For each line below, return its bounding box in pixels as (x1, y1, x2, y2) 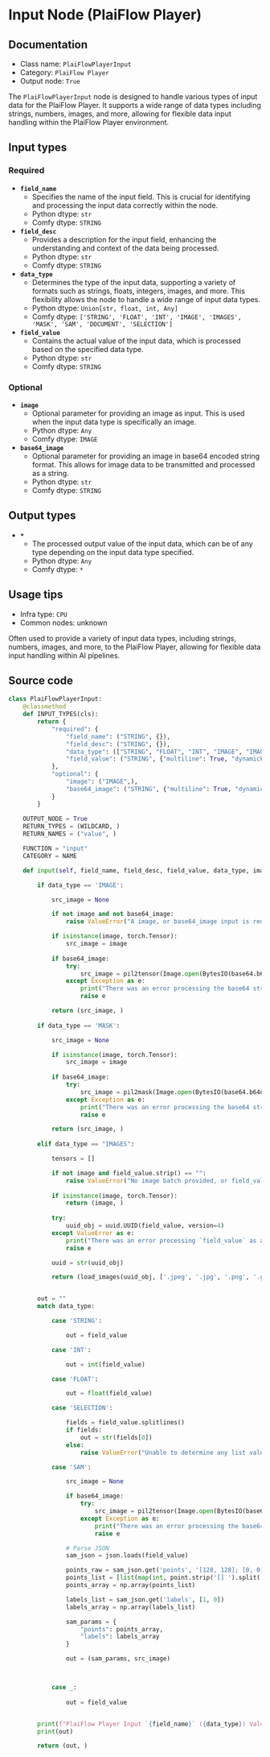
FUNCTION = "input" (22, 844, 88, 853)
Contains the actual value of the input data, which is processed (31, 336, 241, 346)
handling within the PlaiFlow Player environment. (8, 118, 170, 126)
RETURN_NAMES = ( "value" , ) (22, 830, 117, 839)
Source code (8, 674, 74, 687)
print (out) (37, 1727, 74, 1735)
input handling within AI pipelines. (8, 650, 121, 660)
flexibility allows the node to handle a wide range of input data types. (31, 294, 261, 304)
